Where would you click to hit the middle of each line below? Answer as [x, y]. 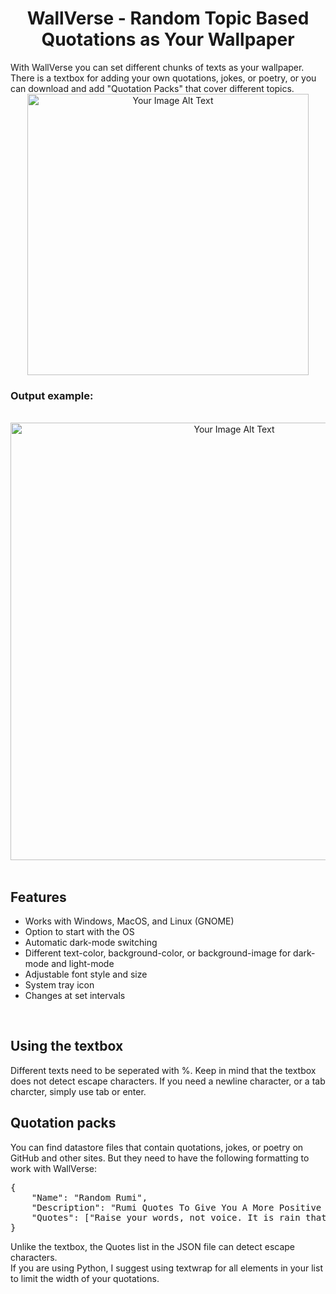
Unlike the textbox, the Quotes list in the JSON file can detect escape [153, 1246]
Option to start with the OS [79, 932]
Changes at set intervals [75, 996]
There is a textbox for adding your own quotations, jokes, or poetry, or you [163, 78]
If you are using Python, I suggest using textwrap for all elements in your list [166, 1268]
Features [38, 897]
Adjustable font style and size [86, 974]
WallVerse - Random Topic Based [168, 18]
